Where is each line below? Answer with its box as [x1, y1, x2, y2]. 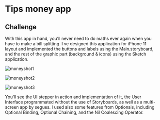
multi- [143, 99, 156, 105]
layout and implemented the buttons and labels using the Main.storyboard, [5, 46, 154, 51]
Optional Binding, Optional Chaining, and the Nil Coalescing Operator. [5, 109, 144, 115]
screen [5, 104, 19, 110]
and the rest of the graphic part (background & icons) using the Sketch [5, 51, 146, 57]
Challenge [5, 23, 37, 31]
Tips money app [5, 3, 71, 15]
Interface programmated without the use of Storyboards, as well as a [5, 99, 143, 105]
